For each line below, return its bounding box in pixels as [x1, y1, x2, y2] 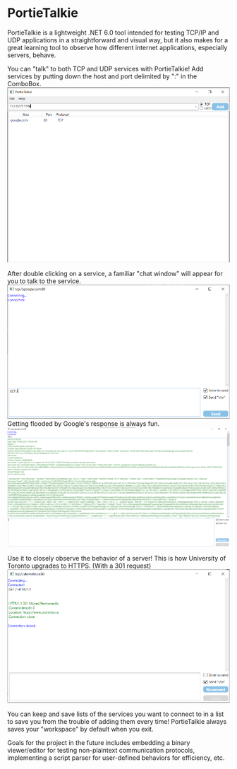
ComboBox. [7, 79, 42, 88]
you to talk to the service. [7, 277, 81, 285]
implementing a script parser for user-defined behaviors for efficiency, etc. [7, 753, 225, 762]
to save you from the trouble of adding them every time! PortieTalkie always [7, 717, 227, 726]
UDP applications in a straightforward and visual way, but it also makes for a [7, 35, 229, 44]
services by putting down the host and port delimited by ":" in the [7, 72, 197, 81]
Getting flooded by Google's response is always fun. [7, 419, 160, 428]
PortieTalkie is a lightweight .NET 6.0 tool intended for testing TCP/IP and [7, 28, 219, 37]
